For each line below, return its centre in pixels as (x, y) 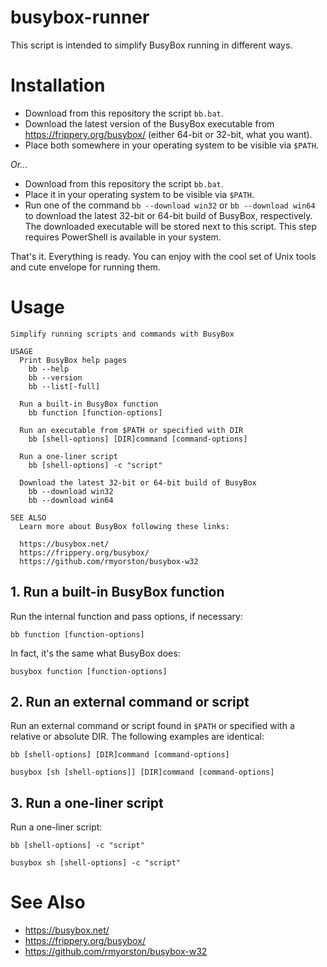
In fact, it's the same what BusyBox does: (95, 653)
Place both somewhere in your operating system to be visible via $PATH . (171, 145)
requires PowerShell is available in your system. (123, 237)
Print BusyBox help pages (73, 360)
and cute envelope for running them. (85, 267)
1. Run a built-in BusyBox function (117, 592)
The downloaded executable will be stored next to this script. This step (170, 226)
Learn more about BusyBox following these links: (124, 526)
